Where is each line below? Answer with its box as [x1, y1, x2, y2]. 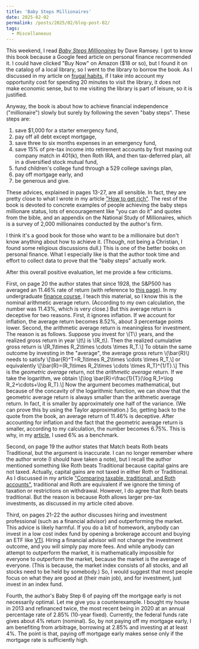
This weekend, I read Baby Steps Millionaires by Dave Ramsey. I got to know [6, 47, 193, 54]
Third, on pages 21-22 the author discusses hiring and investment [6, 511, 168, 518]
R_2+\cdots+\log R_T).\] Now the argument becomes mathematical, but [6, 381, 181, 388]
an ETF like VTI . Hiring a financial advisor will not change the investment [6, 537, 183, 544]
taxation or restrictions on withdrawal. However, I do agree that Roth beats [6, 487, 188, 495]
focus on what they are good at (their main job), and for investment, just [6, 574, 182, 582]
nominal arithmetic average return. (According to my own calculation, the [6, 299, 185, 306]
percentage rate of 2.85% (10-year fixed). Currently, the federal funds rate [6, 611, 188, 618]
